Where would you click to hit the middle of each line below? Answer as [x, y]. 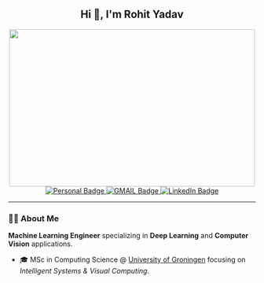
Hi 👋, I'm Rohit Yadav [132, 15]
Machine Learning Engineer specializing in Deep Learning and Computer [128, 236]
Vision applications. [40, 244]
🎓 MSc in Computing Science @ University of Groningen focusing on [132, 259]
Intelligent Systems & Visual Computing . [84, 271]
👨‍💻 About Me [33, 219]
